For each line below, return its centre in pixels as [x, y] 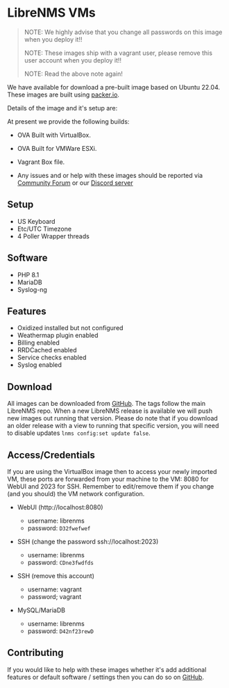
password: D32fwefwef [59, 528]
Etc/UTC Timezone [44, 229]
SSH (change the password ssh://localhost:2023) [88, 541]
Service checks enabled [52, 358]
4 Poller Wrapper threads [53, 236]
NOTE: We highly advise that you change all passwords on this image [123, 32]
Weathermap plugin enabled [58, 336]
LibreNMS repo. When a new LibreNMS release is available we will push [110, 411]
